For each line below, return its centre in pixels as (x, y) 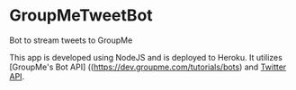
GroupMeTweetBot (81, 16)
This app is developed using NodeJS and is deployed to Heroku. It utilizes (146, 57)
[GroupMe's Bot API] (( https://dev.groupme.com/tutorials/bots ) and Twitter (148, 67)
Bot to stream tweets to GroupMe (71, 40)
